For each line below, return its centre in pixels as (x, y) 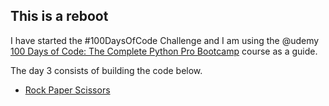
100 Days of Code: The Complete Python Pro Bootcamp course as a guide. (164, 51)
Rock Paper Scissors (67, 90)
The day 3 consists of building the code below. (106, 70)
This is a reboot (59, 16)
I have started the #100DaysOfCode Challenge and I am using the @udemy (165, 40)
